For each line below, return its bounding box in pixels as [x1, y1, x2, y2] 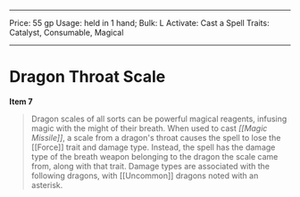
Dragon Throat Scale [9, 67, 166, 87]
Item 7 [9, 95, 33, 107]
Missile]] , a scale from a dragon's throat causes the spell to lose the [30, 132, 281, 143]
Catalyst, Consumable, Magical [9, 28, 124, 37]
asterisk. [30, 179, 63, 190]
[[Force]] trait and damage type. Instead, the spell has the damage [30, 142, 276, 152]
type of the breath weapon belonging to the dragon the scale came [30, 151, 279, 161]
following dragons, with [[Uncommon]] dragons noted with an [30, 170, 259, 181]
